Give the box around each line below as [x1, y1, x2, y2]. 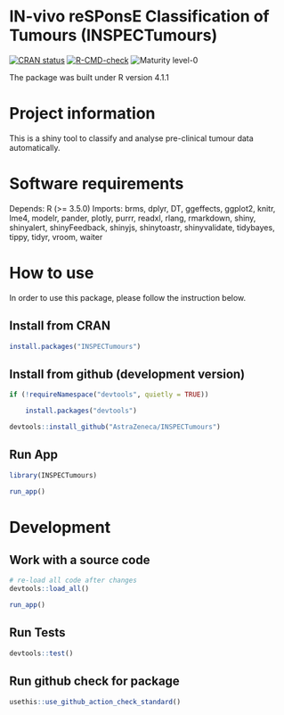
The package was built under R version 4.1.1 [9, 71, 169, 82]
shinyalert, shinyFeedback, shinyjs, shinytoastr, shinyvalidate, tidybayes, [9, 221, 275, 233]
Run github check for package [9, 674, 180, 689]
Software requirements [9, 174, 184, 194]
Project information [9, 104, 156, 124]
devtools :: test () [9, 649, 74, 658]
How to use [9, 263, 94, 283]
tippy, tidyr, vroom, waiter [9, 231, 103, 242]
